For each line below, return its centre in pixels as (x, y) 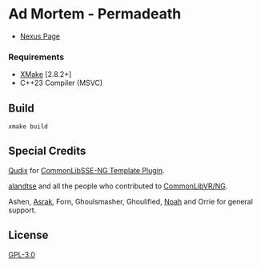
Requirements (36, 57)
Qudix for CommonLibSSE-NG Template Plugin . (86, 170)
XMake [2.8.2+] (46, 75)
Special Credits (47, 151)
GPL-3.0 (22, 254)
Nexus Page (40, 36)
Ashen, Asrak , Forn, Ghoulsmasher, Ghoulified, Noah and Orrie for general (131, 201)
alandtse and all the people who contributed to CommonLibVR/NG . (118, 186)
